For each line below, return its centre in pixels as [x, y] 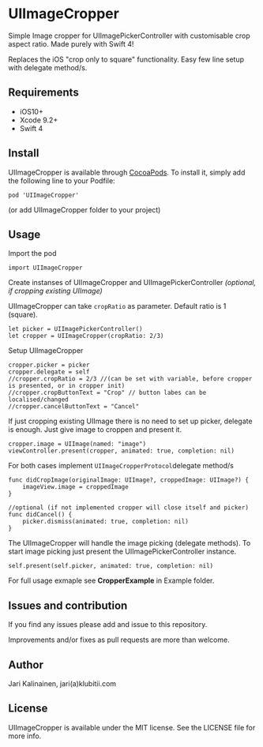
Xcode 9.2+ [39, 120]
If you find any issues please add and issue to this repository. [108, 625]
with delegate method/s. [48, 67]
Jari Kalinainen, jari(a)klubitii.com [62, 683]
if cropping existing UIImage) [55, 291]
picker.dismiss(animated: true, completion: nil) [106, 522]
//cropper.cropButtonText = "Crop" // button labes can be [107, 393]
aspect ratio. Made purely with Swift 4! [71, 43]
